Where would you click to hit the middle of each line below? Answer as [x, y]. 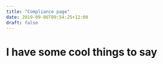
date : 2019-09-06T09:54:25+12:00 [47, 17]
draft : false [22, 23]
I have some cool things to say [82, 52]
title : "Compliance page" [38, 12]
